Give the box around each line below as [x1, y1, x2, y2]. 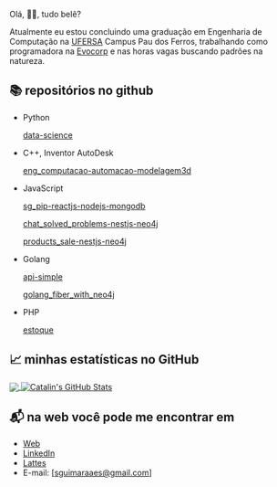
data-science [22, 129, 73, 141]
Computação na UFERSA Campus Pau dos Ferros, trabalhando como [9, 37, 269, 47]
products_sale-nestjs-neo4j [22, 236, 128, 247]
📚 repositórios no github [9, 83, 154, 99]
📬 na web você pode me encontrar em [9, 409, 235, 425]
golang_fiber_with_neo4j [22, 289, 116, 300]
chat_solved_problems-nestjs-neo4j [22, 217, 159, 228]
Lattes [22, 458, 47, 469]
